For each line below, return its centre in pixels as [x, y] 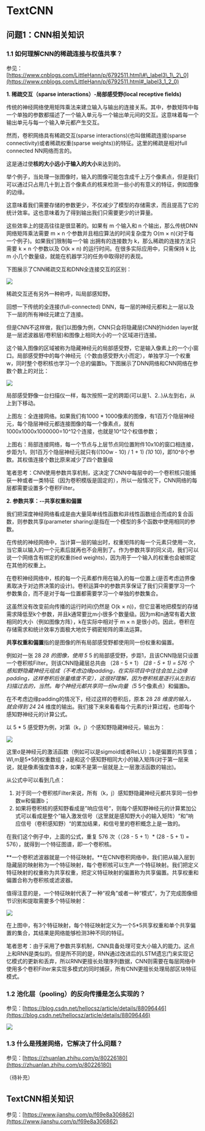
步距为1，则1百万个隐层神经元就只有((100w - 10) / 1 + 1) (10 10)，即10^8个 [98, 452]
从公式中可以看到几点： [36, 780]
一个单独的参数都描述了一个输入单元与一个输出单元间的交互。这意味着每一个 [103, 114]
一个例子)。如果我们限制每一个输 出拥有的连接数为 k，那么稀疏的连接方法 [99, 241]
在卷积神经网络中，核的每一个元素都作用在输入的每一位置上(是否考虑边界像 [101, 578]
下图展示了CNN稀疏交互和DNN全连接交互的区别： [69, 269]
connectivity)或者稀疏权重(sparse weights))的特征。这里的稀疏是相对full [97, 143]
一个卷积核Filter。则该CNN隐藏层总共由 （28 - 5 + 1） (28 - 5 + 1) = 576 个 [100, 663]
